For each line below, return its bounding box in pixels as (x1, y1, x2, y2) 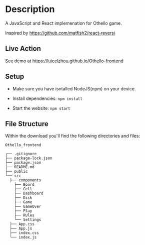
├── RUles (14, 213, 35, 218)
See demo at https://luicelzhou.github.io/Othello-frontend (5, 58, 124, 64)
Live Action (5, 44, 41, 53)
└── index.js (9, 235, 37, 240)
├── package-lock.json (5, 156, 52, 161)
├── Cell (14, 187, 32, 192)
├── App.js (9, 226, 32, 231)
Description (5, 4, 55, 15)
